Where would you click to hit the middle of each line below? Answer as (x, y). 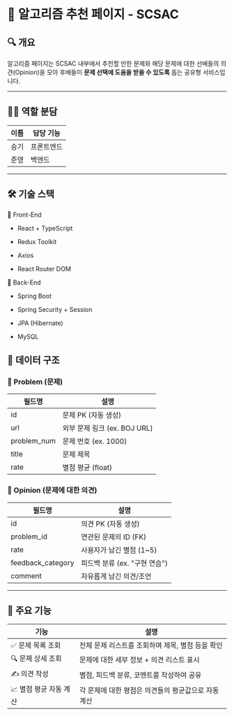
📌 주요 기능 (30, 610)
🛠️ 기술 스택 (31, 194)
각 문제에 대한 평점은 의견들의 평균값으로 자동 (149, 690)
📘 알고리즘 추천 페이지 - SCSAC (93, 14)
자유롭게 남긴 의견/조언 (116, 576)
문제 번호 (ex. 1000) (95, 441)
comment (26, 575)
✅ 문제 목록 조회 (36, 645)
